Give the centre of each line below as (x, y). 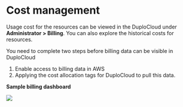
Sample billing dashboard (39, 86)
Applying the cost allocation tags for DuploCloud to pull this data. (95, 75)
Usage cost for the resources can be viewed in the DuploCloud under (92, 27)
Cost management (53, 10)
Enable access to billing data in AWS (60, 68)
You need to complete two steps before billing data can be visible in (90, 51)
